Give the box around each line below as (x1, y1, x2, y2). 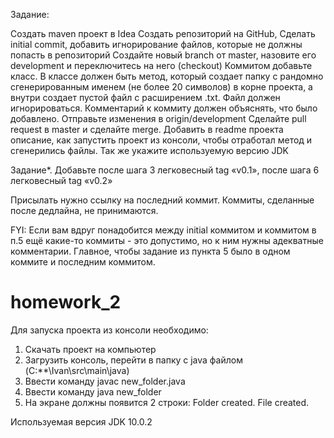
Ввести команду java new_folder (24, 385, 162, 398)
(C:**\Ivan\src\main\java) (24, 364, 130, 376)
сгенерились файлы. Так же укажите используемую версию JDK (10, 145, 290, 156)
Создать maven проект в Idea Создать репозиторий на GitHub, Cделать (10, 28, 316, 39)
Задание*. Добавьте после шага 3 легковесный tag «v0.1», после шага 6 (10, 164, 320, 176)
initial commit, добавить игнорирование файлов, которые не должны (10, 39, 303, 50)
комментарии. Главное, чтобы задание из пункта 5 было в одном (10, 245, 291, 257)
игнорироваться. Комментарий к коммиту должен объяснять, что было (10, 102, 318, 114)
